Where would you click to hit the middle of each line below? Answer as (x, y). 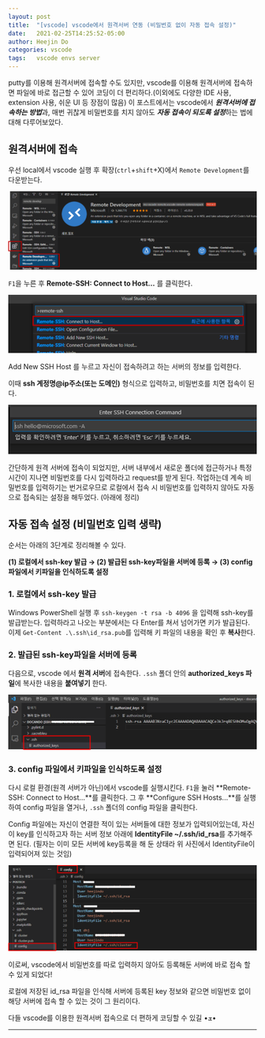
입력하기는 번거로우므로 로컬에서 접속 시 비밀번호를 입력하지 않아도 (138, 487)
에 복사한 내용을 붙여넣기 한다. (61, 683)
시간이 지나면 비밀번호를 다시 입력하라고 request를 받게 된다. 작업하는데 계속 (126, 477)
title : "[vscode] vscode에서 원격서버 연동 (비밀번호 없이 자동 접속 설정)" (122, 25)
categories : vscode (40, 50)
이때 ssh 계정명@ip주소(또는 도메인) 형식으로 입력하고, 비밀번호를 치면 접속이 (127, 383)
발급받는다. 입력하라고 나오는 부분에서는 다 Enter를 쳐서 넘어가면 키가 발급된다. (129, 622)
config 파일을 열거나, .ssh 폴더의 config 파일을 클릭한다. (110, 808)
